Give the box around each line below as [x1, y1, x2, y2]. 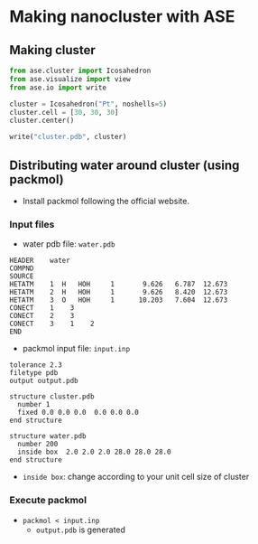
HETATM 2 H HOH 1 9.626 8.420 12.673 [9, 287, 228, 297]
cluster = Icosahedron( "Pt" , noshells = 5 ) [9, 99, 168, 108]
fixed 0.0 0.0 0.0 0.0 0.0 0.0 [17, 408, 140, 417]
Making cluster [9, 42, 97, 58]
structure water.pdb [9, 432, 88, 441]
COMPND [9, 264, 34, 273]
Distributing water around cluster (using [9, 157, 240, 173]
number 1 [17, 400, 51, 409]
